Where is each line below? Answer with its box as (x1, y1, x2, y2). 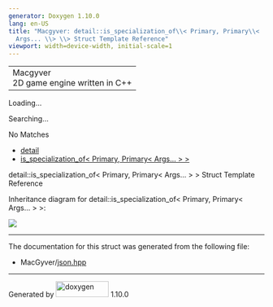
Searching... (8, 114, 49, 124)
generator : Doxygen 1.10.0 (8, 11, 100, 20)
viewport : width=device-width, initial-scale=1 (8, 42, 173, 50)
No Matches (8, 129, 50, 139)
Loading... (8, 99, 42, 108)
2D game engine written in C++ (12, 77, 132, 89)
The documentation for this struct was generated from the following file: (8, 242, 250, 252)
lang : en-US (8, 20, 49, 28)
